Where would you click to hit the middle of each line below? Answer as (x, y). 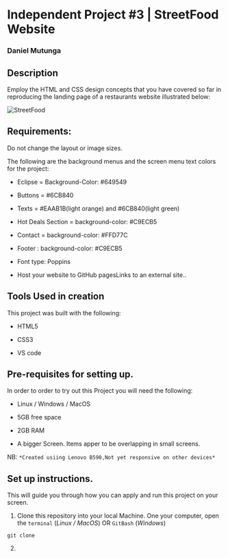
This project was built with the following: (64, 313)
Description (33, 73)
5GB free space (39, 417)
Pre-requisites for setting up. (70, 374)
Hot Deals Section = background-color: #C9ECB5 (87, 221)
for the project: (28, 169)
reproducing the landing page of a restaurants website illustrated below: (109, 97)
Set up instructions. (50, 479)
